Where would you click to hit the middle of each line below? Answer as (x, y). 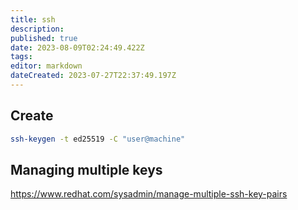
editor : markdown (46, 66)
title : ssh (33, 19)
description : (37, 29)
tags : (21, 57)
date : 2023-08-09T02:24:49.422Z (77, 47)
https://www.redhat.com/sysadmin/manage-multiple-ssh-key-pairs (149, 194)
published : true (44, 38)
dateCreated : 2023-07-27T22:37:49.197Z (93, 76)
